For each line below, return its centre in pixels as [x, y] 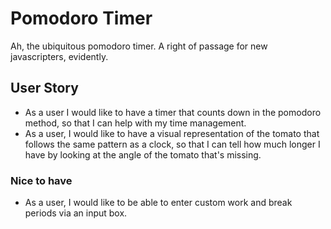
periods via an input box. [76, 213]
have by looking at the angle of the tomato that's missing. [143, 154]
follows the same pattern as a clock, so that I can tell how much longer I [172, 144]
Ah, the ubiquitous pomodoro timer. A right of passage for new [139, 46]
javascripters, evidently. [59, 56]
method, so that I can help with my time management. [135, 123]
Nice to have [41, 180]
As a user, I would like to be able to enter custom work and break [158, 203]
